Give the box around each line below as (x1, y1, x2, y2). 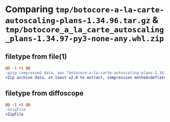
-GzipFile (5, 107, 26, 112)
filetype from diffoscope (5, 89, 84, 98)
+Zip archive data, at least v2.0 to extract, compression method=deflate (5, 75, 166, 80)
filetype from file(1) (5, 52, 67, 61)
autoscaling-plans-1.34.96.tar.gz (5, 16, 151, 26)
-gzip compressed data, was (5, 70, 65, 75)
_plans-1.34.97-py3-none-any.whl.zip (5, 34, 164, 44)
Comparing (5, 4, 54, 15)
